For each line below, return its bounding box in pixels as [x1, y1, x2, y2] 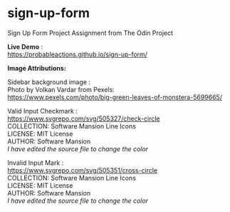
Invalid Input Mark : [7, 158, 64, 167]
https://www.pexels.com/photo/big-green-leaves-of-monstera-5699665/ [7, 93, 223, 101]
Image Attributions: [7, 64, 66, 72]
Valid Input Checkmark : [7, 106, 78, 115]
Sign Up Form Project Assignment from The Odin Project [7, 29, 173, 37]
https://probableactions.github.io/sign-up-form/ [7, 50, 148, 59]
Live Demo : [7, 42, 43, 51]
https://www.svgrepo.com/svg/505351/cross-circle [7, 166, 158, 174]
